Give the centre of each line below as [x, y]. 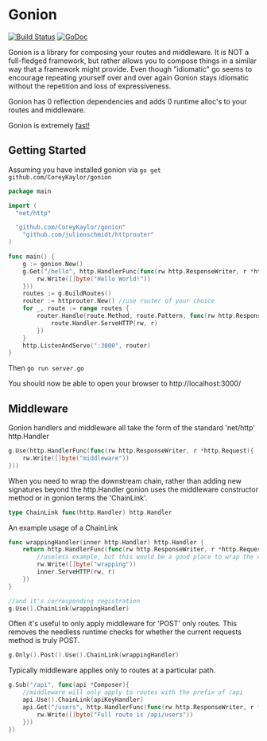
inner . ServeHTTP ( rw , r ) [76, 572]
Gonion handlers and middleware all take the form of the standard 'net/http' [132, 428]
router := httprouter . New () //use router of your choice [119, 301]
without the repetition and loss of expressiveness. [90, 86]
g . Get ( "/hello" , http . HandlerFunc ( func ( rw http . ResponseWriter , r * [138, 271]
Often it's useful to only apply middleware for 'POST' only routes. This [122, 624]
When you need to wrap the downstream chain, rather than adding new [125, 480]
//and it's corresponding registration [74, 601]
